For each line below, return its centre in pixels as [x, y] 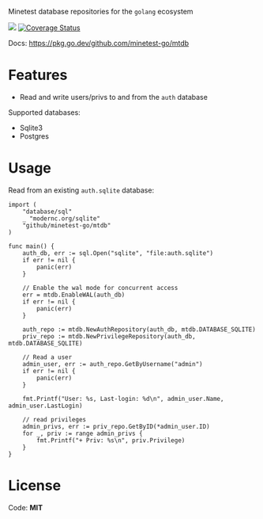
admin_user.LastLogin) [45, 406]
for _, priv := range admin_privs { [83, 433]
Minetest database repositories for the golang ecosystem [101, 11]
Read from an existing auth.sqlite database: [81, 190]
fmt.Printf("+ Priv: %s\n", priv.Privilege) [111, 440]
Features [38, 75]
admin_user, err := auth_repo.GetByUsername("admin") [113, 364]
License [35, 486]
